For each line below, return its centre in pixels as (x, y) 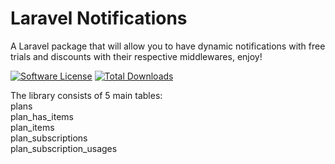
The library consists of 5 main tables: (86, 95)
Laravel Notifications (99, 18)
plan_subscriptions (49, 138)
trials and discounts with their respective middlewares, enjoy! (136, 56)
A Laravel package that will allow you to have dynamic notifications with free (168, 46)
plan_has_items (42, 116)
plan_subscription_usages (64, 148)
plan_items (32, 127)
